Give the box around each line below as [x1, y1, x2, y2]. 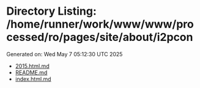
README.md [15, 68, 48, 76]
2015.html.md [15, 62, 50, 70]
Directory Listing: [6, 4, 97, 18]
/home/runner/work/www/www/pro [6, 17, 194, 31]
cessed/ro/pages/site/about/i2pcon [6, 31, 193, 44]
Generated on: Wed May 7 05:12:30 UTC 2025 [6, 50, 123, 57]
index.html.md [15, 75, 51, 82]
